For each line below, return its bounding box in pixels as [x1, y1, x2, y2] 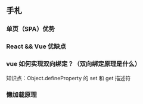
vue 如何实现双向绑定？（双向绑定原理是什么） [6, 60, 141, 68]
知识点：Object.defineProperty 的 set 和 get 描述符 [6, 74, 131, 81]
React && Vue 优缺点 [6, 42, 67, 51]
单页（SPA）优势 [6, 25, 55, 33]
